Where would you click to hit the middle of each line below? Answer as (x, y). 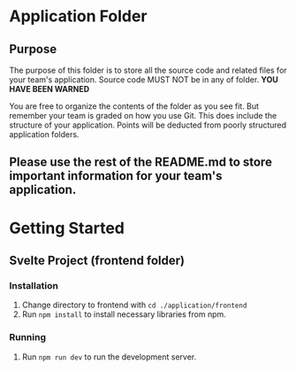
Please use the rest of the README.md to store (140, 162)
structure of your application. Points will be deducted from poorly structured (148, 125)
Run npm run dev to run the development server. (109, 357)
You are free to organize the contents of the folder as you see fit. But (134, 106)
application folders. (44, 134)
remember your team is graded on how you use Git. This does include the (143, 116)
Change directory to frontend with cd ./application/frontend (134, 305)
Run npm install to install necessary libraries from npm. (124, 314)
